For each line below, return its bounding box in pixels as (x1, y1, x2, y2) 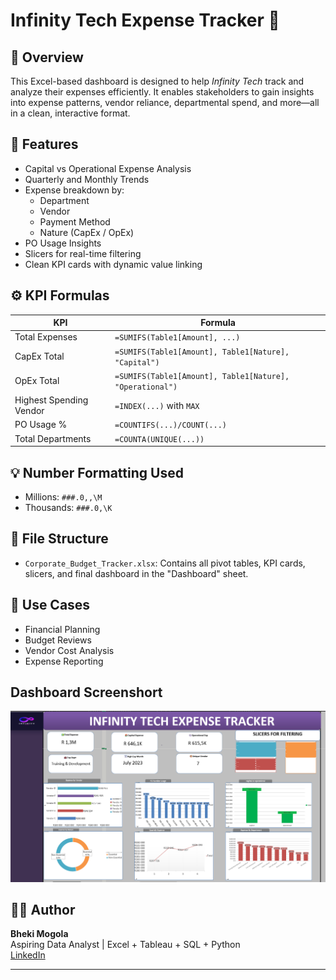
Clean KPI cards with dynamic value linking (24, 258, 203, 270)
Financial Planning (24, 623, 101, 635)
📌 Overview (10, 49, 84, 66)
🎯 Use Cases (10, 597, 91, 614)
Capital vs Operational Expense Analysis (24, 162, 192, 174)
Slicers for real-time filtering (24, 247, 142, 259)
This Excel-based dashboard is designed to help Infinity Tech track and (10, 75, 305, 87)
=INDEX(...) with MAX (114, 399, 200, 411)
